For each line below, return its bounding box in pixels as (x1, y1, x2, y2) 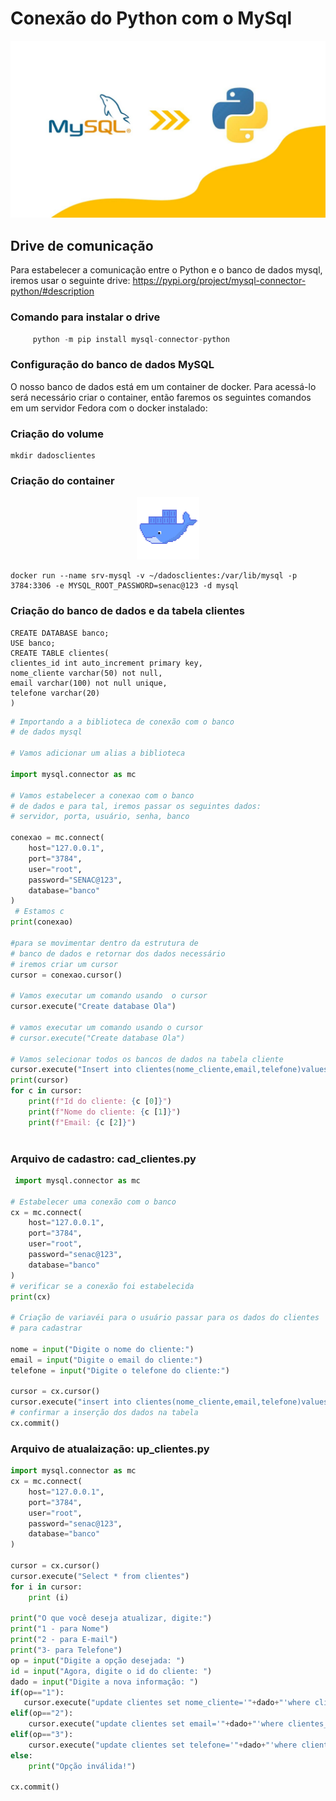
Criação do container (10, 473, 115, 487)
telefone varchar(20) (10, 688, 101, 698)
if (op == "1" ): (10, 1687, 65, 1697)
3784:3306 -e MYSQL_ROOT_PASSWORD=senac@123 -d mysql (10, 581, 240, 591)
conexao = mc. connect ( (10, 833, 105, 843)
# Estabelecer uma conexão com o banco (10, 1197, 177, 1207)
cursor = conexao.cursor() (10, 970, 123, 980)
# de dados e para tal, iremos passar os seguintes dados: (10, 801, 262, 811)
